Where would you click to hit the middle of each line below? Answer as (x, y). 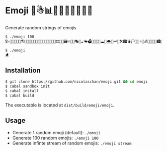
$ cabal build (20, 96)
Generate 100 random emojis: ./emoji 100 (55, 138)
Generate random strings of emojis (41, 27)
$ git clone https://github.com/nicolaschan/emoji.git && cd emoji (77, 82)
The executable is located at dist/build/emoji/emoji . (60, 105)
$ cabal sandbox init (28, 86)
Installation (23, 70)
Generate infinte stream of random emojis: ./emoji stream (72, 143)
